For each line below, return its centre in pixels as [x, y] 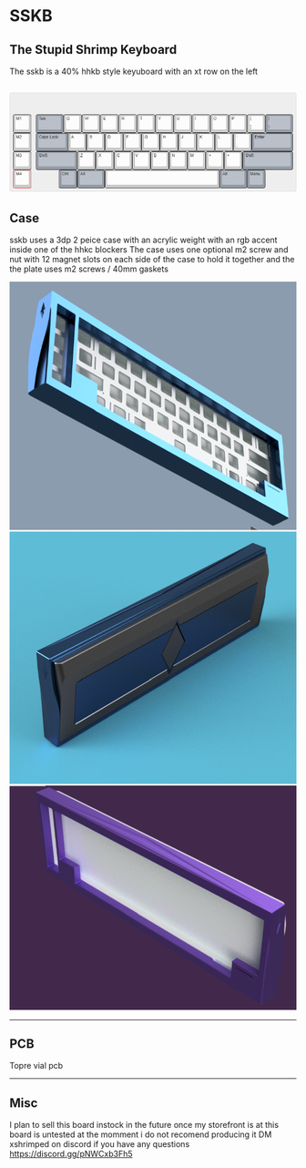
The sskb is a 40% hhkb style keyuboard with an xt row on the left [133, 71]
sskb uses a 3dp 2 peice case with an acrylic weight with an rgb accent [143, 240]
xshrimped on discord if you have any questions [100, 1144]
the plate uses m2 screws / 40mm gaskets [89, 269]
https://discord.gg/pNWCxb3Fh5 [71, 1154]
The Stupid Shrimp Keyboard [93, 50]
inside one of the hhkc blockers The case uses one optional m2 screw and [149, 250]
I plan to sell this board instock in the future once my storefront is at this [144, 1125]
